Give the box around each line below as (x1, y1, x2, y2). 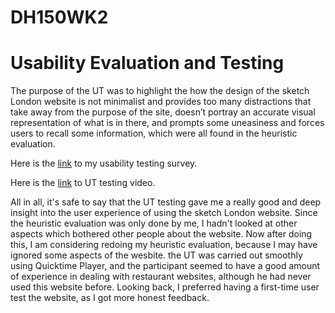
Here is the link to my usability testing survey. (10, 157, 198, 170)
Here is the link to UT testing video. (10, 177, 156, 189)
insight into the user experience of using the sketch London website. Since (10, 207, 318, 219)
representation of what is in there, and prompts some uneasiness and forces (10, 117, 325, 129)
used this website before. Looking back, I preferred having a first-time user (10, 281, 320, 293)
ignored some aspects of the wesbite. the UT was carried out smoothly (10, 249, 303, 261)
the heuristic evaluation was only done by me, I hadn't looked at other (10, 217, 298, 230)
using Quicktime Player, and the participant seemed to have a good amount (10, 260, 321, 272)
